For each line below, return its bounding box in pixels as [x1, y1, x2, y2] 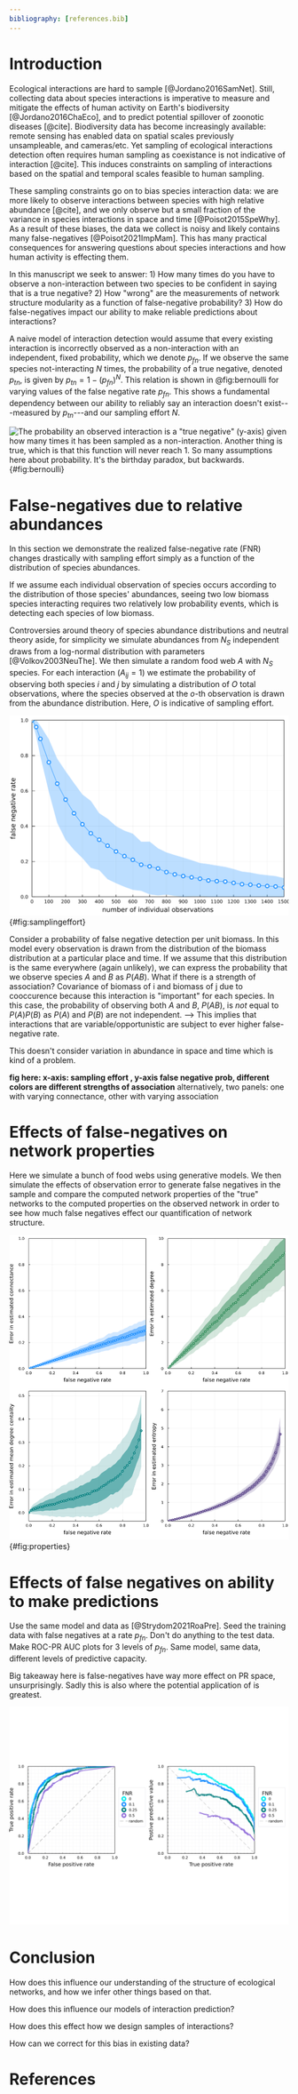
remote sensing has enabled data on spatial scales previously [9, 130, 235, 141]
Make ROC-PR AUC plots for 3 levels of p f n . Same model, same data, [9, 1642, 261, 1655]
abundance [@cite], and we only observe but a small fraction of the [9, 204, 255, 215]
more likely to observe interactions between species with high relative [9, 195, 264, 205]
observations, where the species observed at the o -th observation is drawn [9, 688, 286, 699]
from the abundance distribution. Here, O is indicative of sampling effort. [9, 698, 275, 708]
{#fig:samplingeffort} [9, 916, 86, 927]
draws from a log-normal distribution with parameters [9, 646, 206, 657]
